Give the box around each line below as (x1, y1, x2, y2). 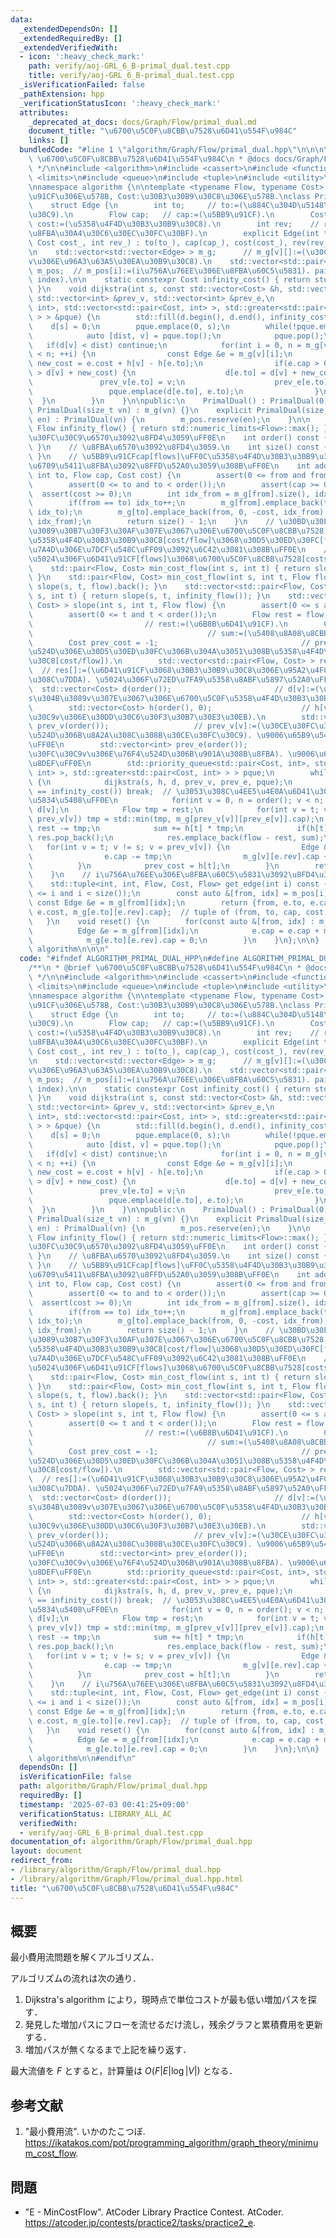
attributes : (19, 107, 70, 118)
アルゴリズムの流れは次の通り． (10, 1972, 142, 1985)
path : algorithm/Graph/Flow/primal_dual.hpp (19, 1781, 208, 1791)
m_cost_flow (24, 2147, 77, 2160)
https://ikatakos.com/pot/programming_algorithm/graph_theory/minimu (24, 2137, 319, 2149)
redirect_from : (10, 1856, 74, 1866)
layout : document (10, 1846, 83, 1856)
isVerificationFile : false (19, 1772, 132, 1782)
